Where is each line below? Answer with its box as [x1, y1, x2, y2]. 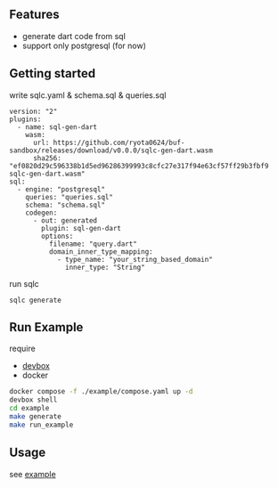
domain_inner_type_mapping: [48, 247, 153, 256]
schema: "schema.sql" [25, 200, 105, 209]
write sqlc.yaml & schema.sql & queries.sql [9, 89, 167, 101]
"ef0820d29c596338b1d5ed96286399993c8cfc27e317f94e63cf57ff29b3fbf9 [9, 161, 269, 170]
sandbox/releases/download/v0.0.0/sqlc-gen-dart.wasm [9, 146, 214, 155]
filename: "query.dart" [48, 240, 138, 248]
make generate [9, 412, 62, 421]
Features [9, 7, 60, 22]
